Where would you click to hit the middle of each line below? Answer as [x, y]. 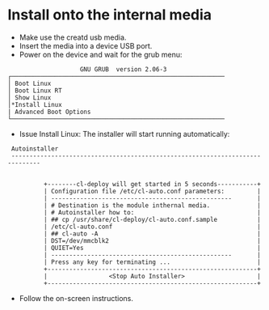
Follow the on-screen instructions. [76, 298]
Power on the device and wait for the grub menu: [101, 54]
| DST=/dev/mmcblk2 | [152, 240]
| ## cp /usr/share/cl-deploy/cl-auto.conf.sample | [152, 219]
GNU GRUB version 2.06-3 [123, 69]
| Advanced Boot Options [49, 112]
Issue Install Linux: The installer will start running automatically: [124, 134]
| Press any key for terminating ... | [152, 262]
